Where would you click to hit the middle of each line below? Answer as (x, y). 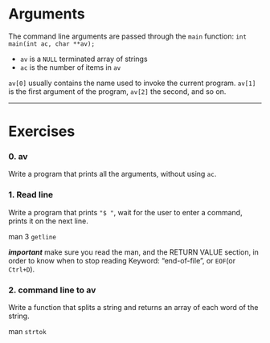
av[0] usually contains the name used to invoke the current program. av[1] (132, 83)
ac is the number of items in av (70, 67)
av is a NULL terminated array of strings (84, 59)
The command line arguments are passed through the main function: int (128, 36)
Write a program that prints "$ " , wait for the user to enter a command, (125, 212)
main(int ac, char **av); (51, 44)
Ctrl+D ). (22, 269)
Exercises (42, 131)
